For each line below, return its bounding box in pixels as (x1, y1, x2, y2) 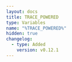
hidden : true (6, 31, 38, 37)
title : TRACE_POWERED (6, 14, 59, 20)
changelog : (6, 36, 33, 42)
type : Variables (6, 19, 46, 25)
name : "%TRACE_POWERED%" (6, 25, 67, 31)
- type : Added (11, 42, 46, 48)
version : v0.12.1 (16, 47, 59, 53)
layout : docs (6, 8, 38, 15)
